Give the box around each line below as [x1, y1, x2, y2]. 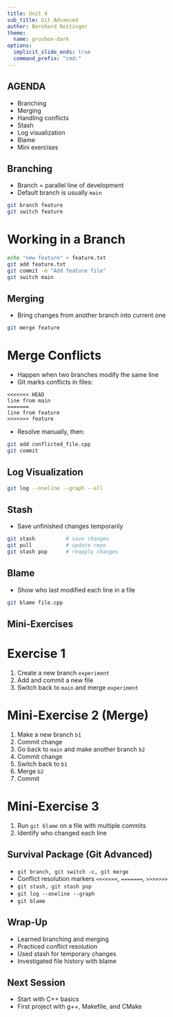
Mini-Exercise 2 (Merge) [7, 708, 150, 724]
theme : [7, 29, 26, 37]
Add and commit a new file [17, 676, 94, 684]
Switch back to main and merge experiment [17, 684, 139, 692]
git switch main [7, 273, 54, 280]
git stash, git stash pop [17, 883, 92, 890]
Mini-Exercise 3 [7, 799, 100, 815]
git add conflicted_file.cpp [7, 441, 91, 448]
